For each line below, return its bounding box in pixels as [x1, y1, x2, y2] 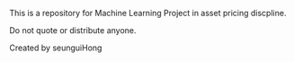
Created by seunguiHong [9, 42, 102, 53]
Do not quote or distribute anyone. [9, 25, 137, 35]
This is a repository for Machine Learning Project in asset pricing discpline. [9, 8, 287, 18]
